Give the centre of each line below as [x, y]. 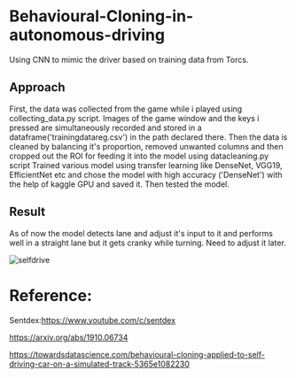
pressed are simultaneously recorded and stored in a [105, 127]
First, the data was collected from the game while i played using [126, 109]
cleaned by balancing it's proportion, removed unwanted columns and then [146, 146]
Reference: [51, 295]
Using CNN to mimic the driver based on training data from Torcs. [129, 59]
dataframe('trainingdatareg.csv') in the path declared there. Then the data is [148, 137]
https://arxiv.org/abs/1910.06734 [69, 337]
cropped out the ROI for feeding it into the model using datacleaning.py [139, 156]
